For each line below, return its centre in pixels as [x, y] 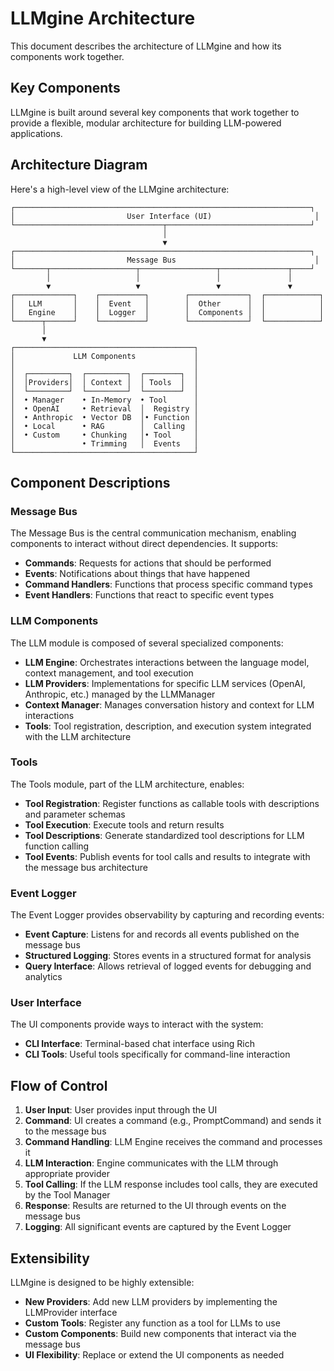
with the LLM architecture [78, 736]
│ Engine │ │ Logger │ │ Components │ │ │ [167, 312]
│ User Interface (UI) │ [165, 216]
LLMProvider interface [71, 1313]
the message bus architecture [86, 867]
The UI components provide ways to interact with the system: [137, 1024]
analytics [43, 977]
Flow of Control [59, 1085]
